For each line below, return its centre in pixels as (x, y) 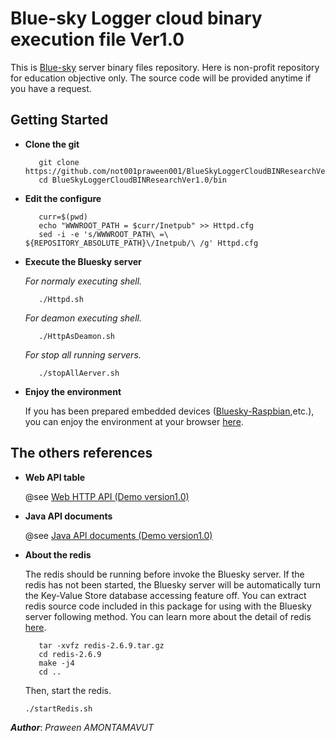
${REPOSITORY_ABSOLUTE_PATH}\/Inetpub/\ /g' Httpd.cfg (141, 243)
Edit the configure (63, 198)
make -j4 (56, 663)
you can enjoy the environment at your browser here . (134, 421)
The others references (81, 453)
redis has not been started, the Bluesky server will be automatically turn (172, 584)
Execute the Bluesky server (83, 261)
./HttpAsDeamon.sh (76, 336)
